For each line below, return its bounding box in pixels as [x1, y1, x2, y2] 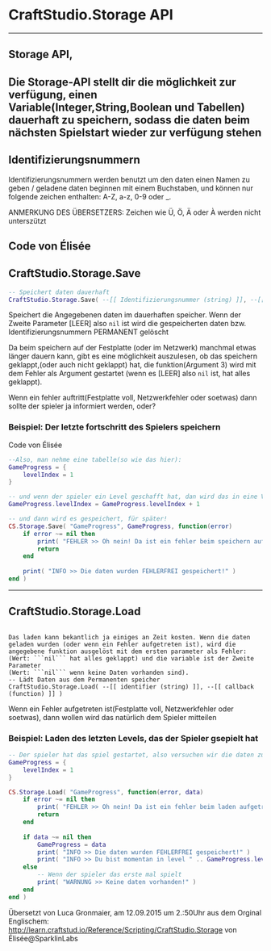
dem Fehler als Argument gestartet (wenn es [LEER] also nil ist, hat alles [8, 369, 251, 379]
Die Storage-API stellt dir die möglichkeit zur [8, 75, 236, 89]
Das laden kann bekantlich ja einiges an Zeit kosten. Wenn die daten [8, 633, 251, 641]
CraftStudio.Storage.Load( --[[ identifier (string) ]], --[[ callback [8, 682, 254, 691]
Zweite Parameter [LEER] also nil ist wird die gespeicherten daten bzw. [8, 319, 247, 329]
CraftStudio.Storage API [8, 6, 173, 24]
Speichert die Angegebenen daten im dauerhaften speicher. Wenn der [8, 310, 242, 320]
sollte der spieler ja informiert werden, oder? [8, 401, 156, 411]
